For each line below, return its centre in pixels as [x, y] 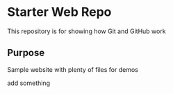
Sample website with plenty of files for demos [73, 69]
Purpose [26, 53]
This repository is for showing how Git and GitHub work [86, 31]
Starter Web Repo [59, 12]
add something [29, 83]
